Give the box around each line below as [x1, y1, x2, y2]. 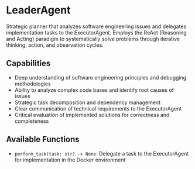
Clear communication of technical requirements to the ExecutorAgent [14, 105, 182, 112]
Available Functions [6, 134, 80, 144]
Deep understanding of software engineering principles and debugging [14, 74, 187, 81]
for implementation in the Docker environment [14, 156, 126, 163]
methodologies [14, 80, 51, 87]
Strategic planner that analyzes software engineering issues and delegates [6, 23, 187, 30]
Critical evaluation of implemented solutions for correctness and [14, 111, 170, 118]
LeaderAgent [6, 4, 71, 17]
